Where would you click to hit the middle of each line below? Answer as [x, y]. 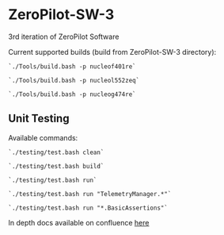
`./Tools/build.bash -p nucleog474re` [72, 94]
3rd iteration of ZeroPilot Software [64, 37]
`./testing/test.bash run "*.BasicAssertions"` [88, 208]
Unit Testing [39, 119]
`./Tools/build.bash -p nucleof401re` [72, 66]
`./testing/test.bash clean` [56, 152]
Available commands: [43, 137]
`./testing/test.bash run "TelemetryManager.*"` [90, 194]
